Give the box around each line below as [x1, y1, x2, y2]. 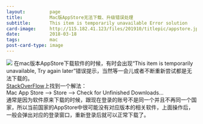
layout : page [6, 8, 61, 15]
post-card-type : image [6, 43, 63, 49]
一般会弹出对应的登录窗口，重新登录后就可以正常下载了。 [6, 111, 149, 118]
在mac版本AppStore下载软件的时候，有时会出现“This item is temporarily [13, 60, 193, 67]
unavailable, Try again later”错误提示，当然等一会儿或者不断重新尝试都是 [6, 67, 187, 74]
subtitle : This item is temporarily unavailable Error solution [6, 20, 188, 26]
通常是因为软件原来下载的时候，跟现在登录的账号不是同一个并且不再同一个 [6, 96, 192, 103]
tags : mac [6, 37, 59, 43]
